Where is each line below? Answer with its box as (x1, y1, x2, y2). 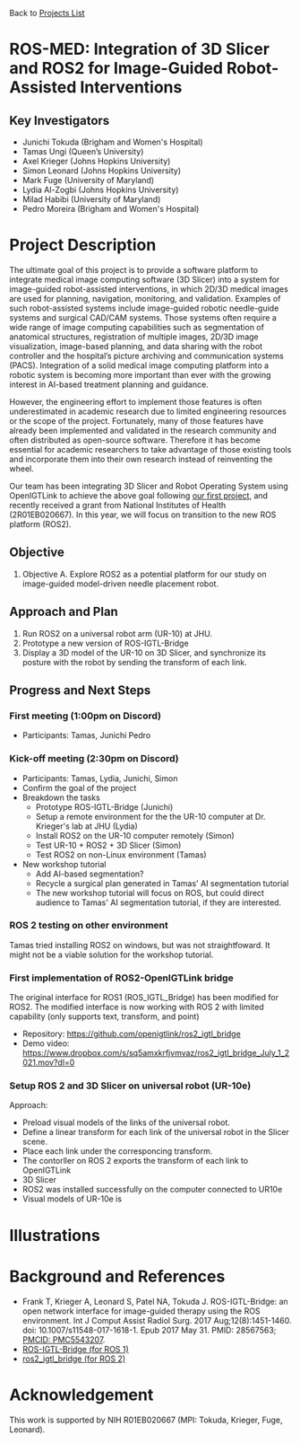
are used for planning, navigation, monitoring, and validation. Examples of (9, 293, 281, 304)
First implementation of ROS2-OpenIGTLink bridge (9, 972, 235, 984)
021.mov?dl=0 (21, 1057, 75, 1068)
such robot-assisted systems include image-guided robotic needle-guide (9, 303, 279, 313)
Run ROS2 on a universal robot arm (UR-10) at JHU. (21, 628, 213, 638)
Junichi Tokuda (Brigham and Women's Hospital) (21, 136, 203, 147)
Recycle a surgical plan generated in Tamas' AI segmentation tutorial (35, 877, 289, 888)
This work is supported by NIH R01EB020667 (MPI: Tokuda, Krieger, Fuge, (9, 1414, 284, 1425)
